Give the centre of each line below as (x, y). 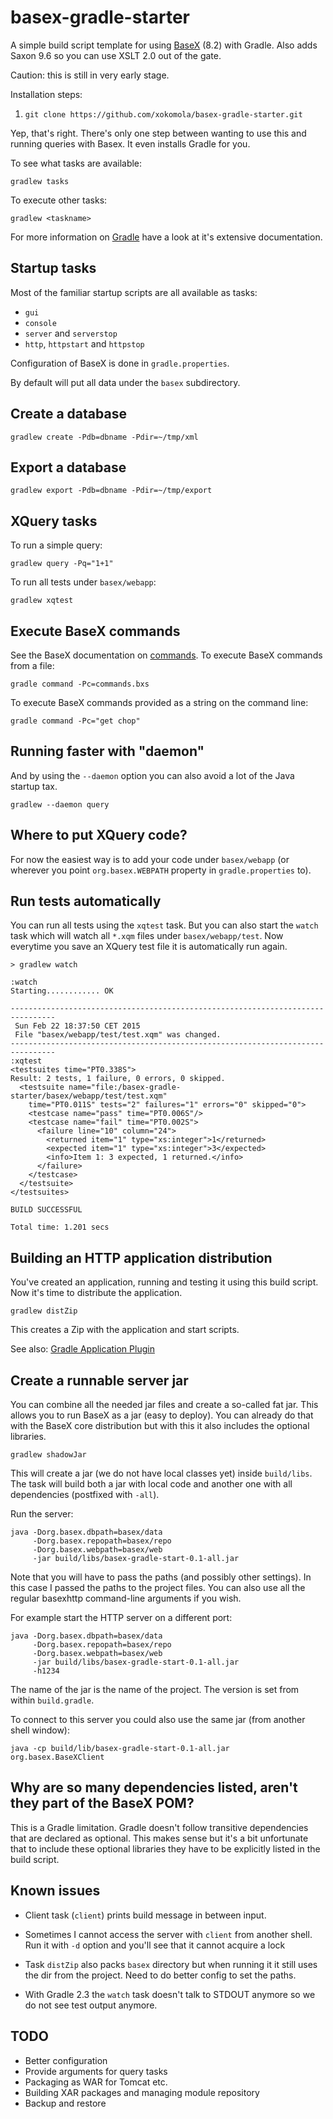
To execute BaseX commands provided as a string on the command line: (159, 702)
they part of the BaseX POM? (102, 1803)
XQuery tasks (54, 521)
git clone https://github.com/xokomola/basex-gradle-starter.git (163, 114)
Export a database (68, 467)
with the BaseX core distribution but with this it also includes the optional (160, 1426)
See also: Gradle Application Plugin (82, 1349)
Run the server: (42, 1514)
